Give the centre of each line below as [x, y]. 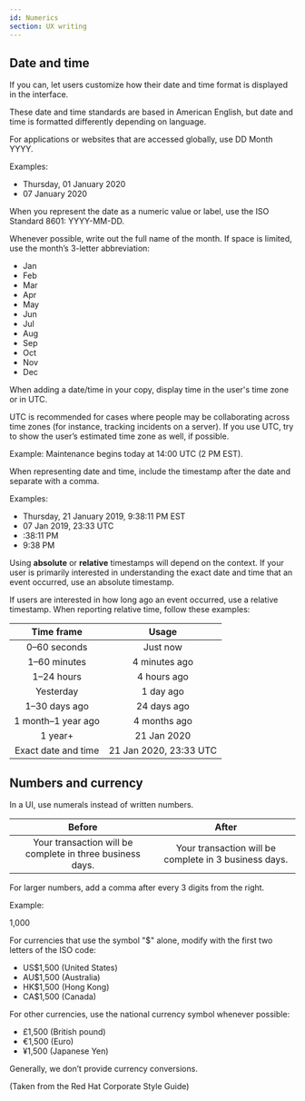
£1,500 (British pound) [64, 1032]
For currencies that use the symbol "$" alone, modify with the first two [141, 940]
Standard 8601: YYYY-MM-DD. [67, 221]
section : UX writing [49, 26]
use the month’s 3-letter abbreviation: [79, 248]
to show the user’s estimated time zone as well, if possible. [119, 436]
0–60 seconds [57, 648]
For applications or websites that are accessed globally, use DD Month [142, 139]
